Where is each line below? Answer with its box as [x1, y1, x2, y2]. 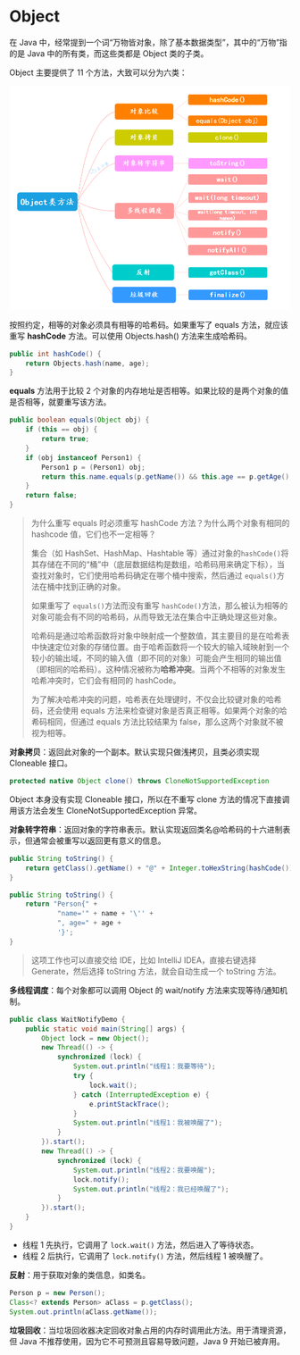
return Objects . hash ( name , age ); [25, 359, 150, 368]
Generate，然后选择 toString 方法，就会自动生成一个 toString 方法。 [30, 966, 281, 976]
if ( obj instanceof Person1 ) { [25, 453, 142, 462]
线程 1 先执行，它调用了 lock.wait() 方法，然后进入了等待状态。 [21, 1239, 259, 1250]
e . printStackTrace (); [88, 1100, 170, 1108]
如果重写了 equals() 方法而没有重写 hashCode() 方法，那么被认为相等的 [30, 600, 288, 611]
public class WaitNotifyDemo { [9, 1015, 126, 1024]
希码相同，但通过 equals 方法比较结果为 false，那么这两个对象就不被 [30, 716, 284, 727]
